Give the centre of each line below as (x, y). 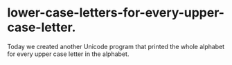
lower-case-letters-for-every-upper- (116, 13)
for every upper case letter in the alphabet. (68, 54)
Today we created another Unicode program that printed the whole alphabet (116, 46)
